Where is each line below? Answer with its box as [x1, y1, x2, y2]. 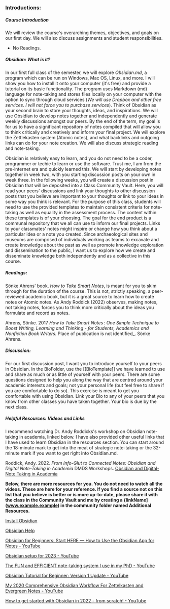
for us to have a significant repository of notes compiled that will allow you [5, 123, 161, 130]
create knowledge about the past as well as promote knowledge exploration [5, 242, 164, 248]
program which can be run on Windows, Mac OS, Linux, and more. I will [5, 74, 155, 81]
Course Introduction [5, 17, 49, 23]
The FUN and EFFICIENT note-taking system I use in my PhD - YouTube [5, 563, 155, 569]
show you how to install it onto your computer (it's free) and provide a [5, 80, 151, 86]
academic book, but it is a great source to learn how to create [25, 293, 154, 299]
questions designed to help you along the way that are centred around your [5, 376, 163, 383]
